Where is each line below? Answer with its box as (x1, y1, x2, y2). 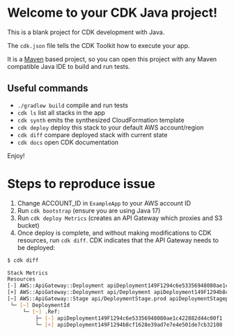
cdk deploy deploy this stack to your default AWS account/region (17, 123, 204, 132)
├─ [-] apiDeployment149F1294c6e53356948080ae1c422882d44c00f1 (35, 315, 223, 322)
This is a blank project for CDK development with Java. (7, 28, 165, 36)
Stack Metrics (7, 270, 49, 276)
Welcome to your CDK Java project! (7, 5, 218, 21)
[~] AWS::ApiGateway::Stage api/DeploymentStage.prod (7, 295, 167, 302)
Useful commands (7, 82, 88, 95)
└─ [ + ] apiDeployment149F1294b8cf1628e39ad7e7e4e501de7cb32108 (35, 321, 223, 328)
